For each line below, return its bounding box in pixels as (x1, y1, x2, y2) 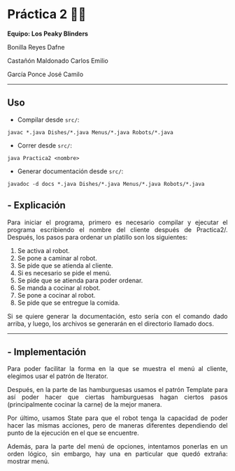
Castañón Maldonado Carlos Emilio (7, 56, 108, 65)
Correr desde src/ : (17, 141, 72, 150)
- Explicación (7, 199, 66, 212)
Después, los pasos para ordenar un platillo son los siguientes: (7, 233, 187, 241)
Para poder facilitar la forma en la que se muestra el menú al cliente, (7, 365, 228, 373)
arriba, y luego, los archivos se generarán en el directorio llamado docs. (7, 319, 215, 328)
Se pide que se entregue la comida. (17, 298, 120, 307)
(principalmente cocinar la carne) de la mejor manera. (7, 400, 162, 409)
